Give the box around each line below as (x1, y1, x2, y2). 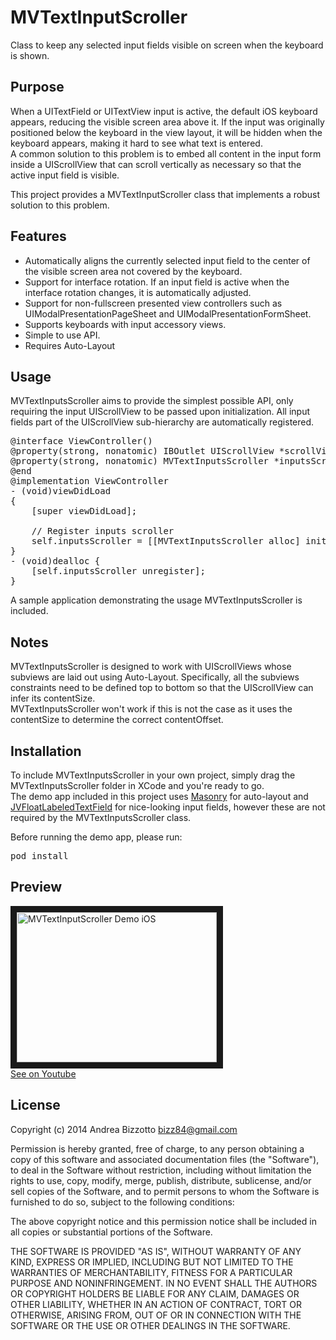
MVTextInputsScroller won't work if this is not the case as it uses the (10, 703, 293, 715)
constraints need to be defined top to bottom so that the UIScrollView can (10, 682, 314, 694)
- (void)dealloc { (10, 556, 101, 567)
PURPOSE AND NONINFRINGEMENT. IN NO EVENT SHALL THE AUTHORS (10, 1277, 318, 1289)
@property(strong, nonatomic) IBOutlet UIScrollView (10, 446, 275, 457)
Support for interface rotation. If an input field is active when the (24, 276, 290, 288)
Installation (10, 742, 82, 760)
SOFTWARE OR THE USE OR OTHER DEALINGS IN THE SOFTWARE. (10, 1319, 291, 1331)
